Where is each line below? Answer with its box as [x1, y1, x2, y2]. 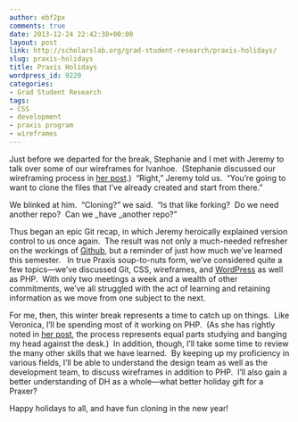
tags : [9, 95, 29, 105]
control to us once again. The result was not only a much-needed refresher [9, 236, 288, 246]
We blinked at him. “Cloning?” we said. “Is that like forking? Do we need [9, 199, 279, 210]
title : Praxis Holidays [9, 63, 98, 72]
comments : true [9, 21, 66, 30]
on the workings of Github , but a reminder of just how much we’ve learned [9, 244, 283, 255]
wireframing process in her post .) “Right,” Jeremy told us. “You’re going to [9, 172, 286, 183]
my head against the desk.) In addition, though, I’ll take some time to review [9, 338, 289, 349]
